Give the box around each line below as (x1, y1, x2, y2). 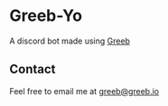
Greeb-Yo (9, 5, 83, 26)
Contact (9, 62, 56, 77)
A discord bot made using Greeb (9, 35, 131, 46)
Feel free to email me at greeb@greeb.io (9, 85, 160, 96)
